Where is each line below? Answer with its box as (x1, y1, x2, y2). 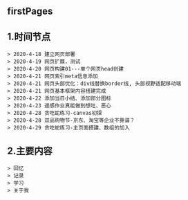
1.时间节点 (7, 30, 51, 42)
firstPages (7, 6, 53, 17)
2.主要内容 (7, 145, 53, 156)
